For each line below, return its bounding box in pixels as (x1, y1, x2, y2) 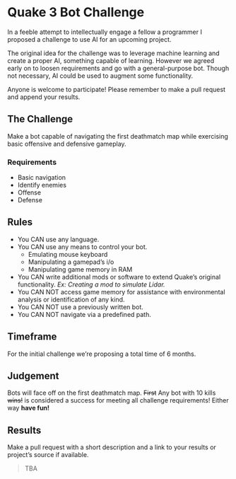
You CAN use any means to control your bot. (17, 242, 148, 251)
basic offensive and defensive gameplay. (7, 139, 126, 148)
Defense (17, 196, 42, 204)
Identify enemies (17, 181, 67, 190)
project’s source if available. (7, 451, 89, 459)
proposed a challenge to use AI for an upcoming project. (7, 35, 172, 43)
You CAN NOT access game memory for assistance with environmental (17, 287, 225, 296)
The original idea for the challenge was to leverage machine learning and (7, 49, 220, 57)
